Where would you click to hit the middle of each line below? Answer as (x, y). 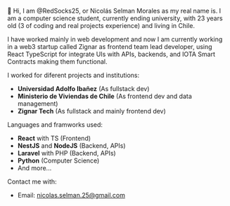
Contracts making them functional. (57, 62)
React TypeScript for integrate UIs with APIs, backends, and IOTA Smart (111, 54)
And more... (34, 168)
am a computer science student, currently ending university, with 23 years (115, 18)
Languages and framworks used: (55, 125)
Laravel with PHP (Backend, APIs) (66, 153)
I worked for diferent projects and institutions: (73, 75)
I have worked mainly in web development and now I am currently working (115, 39)
